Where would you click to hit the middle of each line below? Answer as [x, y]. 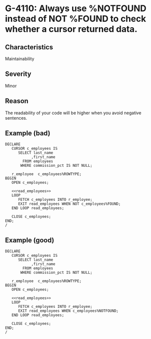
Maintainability [20, 59]
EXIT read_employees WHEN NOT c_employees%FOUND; [69, 204]
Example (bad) [28, 134]
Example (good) [30, 240]
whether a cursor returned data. [71, 29]
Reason [17, 101]
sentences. [16, 118]
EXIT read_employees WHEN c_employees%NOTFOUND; [68, 311]
